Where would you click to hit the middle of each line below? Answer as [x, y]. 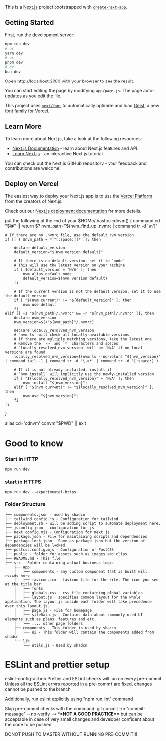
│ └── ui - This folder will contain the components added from [84, 632]
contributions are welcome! [33, 168]
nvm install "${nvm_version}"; [55, 383]
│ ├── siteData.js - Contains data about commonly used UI [78, 615]
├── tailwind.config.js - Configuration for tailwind [62, 519]
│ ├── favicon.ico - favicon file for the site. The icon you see [86, 580]
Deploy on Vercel [32, 184]
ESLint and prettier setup [57, 665]
